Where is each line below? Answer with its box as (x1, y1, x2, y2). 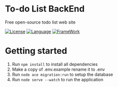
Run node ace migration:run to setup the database (12, 71, 113, 77)
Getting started (5, 46, 67, 56)
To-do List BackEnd (5, 3, 85, 14)
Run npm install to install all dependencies (12, 61, 98, 67)
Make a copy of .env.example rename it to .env (12, 66, 105, 72)
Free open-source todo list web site (5, 19, 76, 25)
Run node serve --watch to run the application (12, 76, 104, 82)
